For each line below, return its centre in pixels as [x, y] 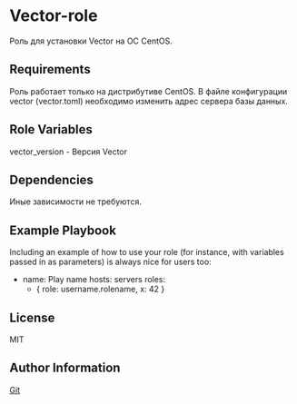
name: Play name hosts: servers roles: [94, 280]
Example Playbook [63, 230]
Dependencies [51, 179]
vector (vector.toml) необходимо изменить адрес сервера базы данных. [149, 101]
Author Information [65, 368]
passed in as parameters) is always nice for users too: [110, 262]
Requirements [50, 69]
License [32, 317]
